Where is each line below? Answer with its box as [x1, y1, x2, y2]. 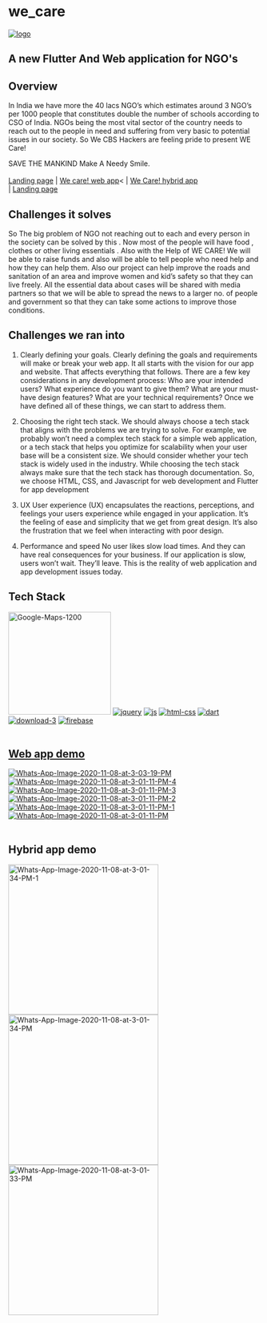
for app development [19, 484, 90, 494]
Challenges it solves [8, 208, 112, 221]
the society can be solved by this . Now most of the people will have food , [8, 237, 254, 247]
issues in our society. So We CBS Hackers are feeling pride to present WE [8, 135, 251, 144]
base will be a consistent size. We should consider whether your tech [19, 450, 249, 460]
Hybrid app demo [8, 842, 97, 856]
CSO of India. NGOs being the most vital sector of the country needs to [8, 118, 242, 127]
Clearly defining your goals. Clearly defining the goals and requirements [19, 349, 258, 359]
